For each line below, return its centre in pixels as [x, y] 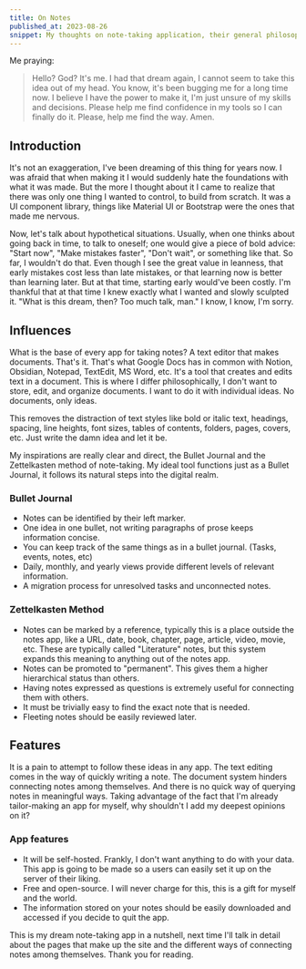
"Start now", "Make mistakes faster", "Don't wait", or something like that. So [151, 253]
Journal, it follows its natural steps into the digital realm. [114, 474]
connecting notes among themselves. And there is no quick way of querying [153, 787]
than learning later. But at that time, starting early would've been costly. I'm [150, 283]
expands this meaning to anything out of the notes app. [126, 658]
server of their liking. [61, 878]
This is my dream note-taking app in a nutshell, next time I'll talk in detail [145, 934]
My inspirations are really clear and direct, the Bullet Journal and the [138, 455]
